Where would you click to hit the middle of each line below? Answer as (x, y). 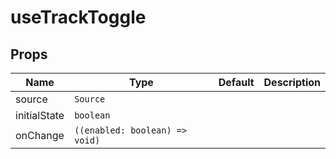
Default (236, 82)
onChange (40, 135)
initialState (40, 115)
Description (292, 82)
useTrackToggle (78, 17)
